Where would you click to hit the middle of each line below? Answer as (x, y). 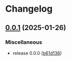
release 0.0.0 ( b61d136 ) (37, 53)
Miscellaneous (24, 42)
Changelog (29, 9)
